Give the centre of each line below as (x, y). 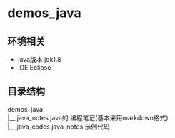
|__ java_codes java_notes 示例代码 (59, 127)
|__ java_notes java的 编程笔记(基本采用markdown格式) (88, 117)
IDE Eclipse (34, 68)
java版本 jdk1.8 (40, 59)
